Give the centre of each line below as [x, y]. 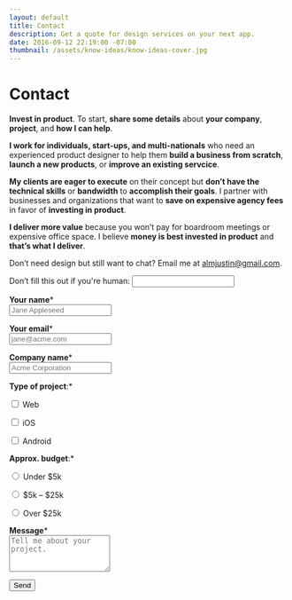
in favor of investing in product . [68, 210]
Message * [29, 531]
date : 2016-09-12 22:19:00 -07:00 [73, 42]
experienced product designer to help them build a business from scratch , [146, 155]
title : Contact [37, 26]
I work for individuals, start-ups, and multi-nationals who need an [132, 146]
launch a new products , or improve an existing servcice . [114, 164]
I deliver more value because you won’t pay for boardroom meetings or [140, 227]
